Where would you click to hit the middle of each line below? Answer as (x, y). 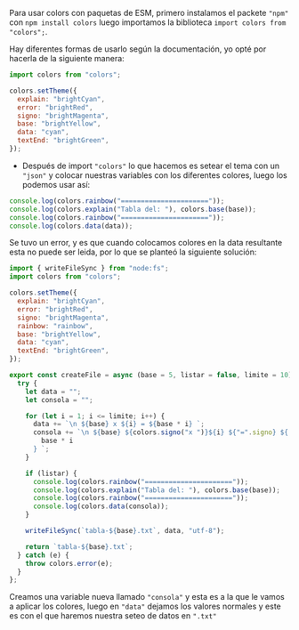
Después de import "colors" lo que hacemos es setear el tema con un (151, 166)
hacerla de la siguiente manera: (67, 58)
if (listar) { (51, 473)
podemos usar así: (56, 184)
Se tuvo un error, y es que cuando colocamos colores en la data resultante (146, 243)
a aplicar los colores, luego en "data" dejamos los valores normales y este (145, 606)
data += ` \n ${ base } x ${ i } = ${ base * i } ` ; (118, 424)
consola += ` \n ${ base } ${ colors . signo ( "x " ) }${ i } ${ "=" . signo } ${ (161, 432)
